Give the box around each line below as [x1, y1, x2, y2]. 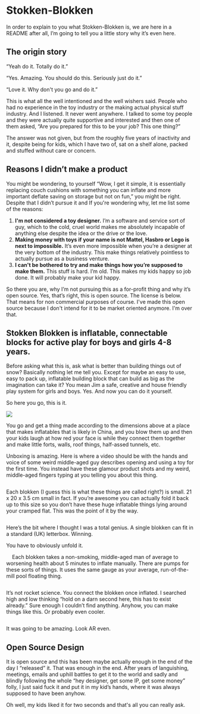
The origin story [6, 47, 67, 57]
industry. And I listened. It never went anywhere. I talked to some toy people [6, 110, 192, 117]
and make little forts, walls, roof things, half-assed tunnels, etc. [6, 441, 161, 448]
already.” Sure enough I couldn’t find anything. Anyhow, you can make [6, 602, 179, 609]
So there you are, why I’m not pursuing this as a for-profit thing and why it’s [6, 285, 191, 293]
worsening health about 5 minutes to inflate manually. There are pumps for [6, 560, 189, 567]
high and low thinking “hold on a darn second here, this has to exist [6, 595, 171, 603]
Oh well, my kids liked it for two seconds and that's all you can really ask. [6, 701, 186, 709]
